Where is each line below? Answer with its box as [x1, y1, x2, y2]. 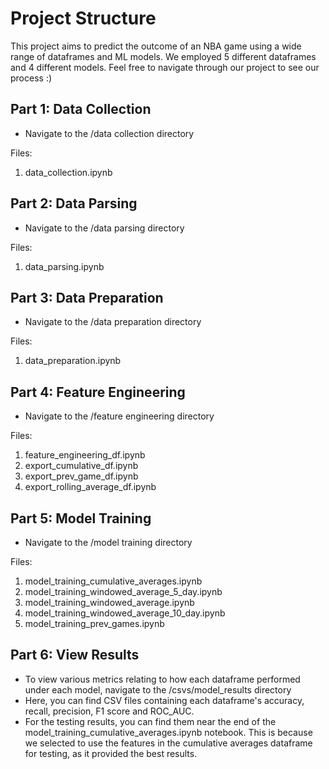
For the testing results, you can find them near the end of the [24, 715, 277, 727]
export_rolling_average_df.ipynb [24, 481, 157, 493]
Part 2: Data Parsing [10, 195, 138, 212]
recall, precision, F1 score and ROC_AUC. [24, 705, 195, 717]
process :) [10, 72, 53, 84]
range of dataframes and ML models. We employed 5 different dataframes [10, 50, 317, 62]
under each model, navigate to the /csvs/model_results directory [24, 683, 292, 696]
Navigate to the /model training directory [24, 537, 193, 548]
